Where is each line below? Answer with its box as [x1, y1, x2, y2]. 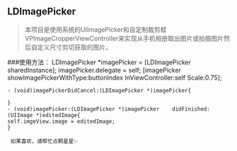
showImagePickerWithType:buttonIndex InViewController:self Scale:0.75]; [7, 73, 222, 82]
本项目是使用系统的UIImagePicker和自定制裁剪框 [24, 25, 167, 34]
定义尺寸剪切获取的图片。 [37, 42, 112, 52]
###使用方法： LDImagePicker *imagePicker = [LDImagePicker [7, 58, 191, 66]
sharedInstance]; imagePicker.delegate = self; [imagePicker [7, 66, 182, 74]
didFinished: [172, 105, 211, 112]
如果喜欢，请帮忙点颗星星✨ [10, 138, 79, 145]
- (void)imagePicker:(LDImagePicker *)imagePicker [7, 105, 160, 112]
